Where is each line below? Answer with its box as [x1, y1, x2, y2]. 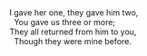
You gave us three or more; [13, 17, 116, 27]
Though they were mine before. [13, 36, 132, 46]
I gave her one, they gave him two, [9, 7, 139, 18]
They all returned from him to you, [9, 26, 137, 37]
